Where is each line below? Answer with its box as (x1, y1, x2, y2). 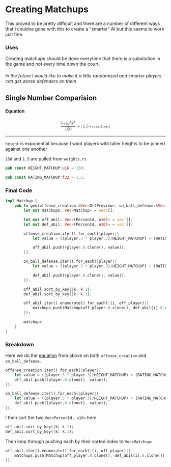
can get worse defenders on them (5, 78, 77, 84)
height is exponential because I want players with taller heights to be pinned (5, 141, 165, 147)
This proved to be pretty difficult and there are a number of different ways (5, 20, 160, 26)
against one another (5, 146, 47, 152)
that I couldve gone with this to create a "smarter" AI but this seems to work (5, 25, 164, 32)
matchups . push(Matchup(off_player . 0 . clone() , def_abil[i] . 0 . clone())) (14, 453, 167, 458)
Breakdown (5, 341, 34, 348)
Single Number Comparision (5, 94, 97, 102)
